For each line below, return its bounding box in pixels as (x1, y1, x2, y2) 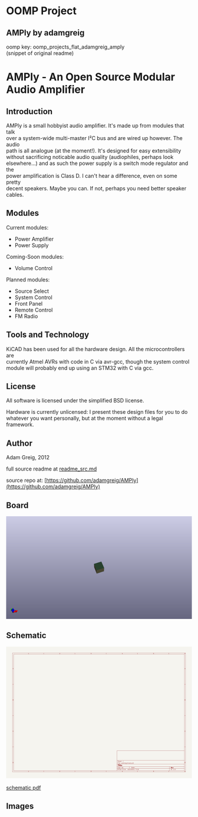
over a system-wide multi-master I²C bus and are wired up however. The (6, 135, 183, 141)
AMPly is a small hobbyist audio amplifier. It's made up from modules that (6, 122, 184, 129)
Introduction (6, 106, 53, 116)
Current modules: (6, 223, 49, 231)
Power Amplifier (14, 235, 54, 242)
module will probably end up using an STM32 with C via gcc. (6, 364, 154, 371)
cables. (6, 191, 24, 198)
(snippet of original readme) (6, 50, 74, 57)
